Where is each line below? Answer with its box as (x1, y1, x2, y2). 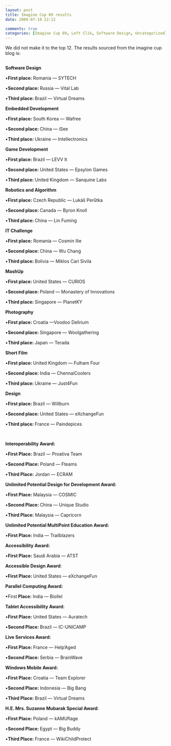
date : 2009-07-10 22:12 (5, 17, 56, 22)
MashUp (5, 268, 24, 275)
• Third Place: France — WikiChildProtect (5, 736, 92, 742)
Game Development (5, 146, 48, 153)
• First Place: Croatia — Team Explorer (5, 675, 85, 681)
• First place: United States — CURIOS (5, 278, 85, 285)
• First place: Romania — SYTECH (5, 75, 76, 81)
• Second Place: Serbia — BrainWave (5, 654, 83, 661)
